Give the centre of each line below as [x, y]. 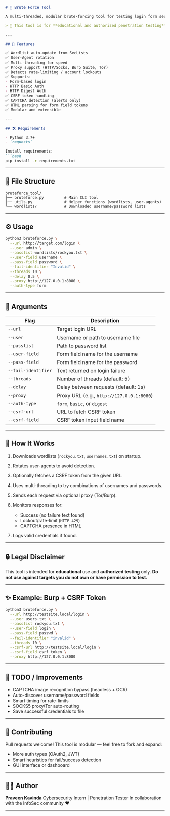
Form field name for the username [97, 354]
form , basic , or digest [82, 403]
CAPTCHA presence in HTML [51, 526]
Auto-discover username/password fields [56, 695]
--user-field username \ [36, 257]
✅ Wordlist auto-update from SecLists [47, 53]
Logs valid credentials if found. [45, 535]
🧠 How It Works [30, 444]
